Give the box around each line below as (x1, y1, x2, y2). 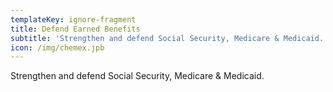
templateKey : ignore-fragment (10, 14, 137, 25)
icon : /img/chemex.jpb (10, 42, 105, 53)
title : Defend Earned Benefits (10, 24, 141, 34)
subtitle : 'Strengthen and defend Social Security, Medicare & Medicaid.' (10, 33, 329, 43)
